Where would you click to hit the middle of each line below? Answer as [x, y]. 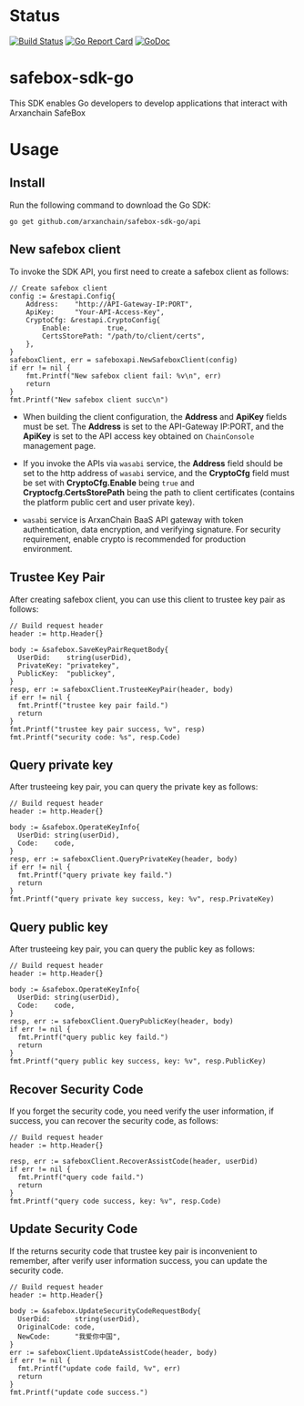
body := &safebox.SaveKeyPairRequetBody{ [89, 649]
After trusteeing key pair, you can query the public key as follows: [132, 949]
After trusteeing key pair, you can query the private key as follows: [134, 787]
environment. [47, 548]
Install [27, 183]
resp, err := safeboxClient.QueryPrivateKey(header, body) [124, 860]
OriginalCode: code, [56, 1327]
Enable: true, [85, 328]
